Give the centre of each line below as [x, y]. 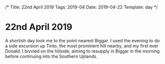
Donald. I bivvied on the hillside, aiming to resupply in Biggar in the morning [82, 51]
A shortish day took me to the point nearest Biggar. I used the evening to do [82, 40]
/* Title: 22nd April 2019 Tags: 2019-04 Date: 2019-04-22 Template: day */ [82, 7]
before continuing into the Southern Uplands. [51, 56]
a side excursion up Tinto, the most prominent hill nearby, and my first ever [82, 46]
